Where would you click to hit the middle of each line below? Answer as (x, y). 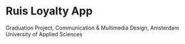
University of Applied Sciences (44, 34)
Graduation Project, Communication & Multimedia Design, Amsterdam (92, 28)
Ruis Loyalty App (49, 11)
